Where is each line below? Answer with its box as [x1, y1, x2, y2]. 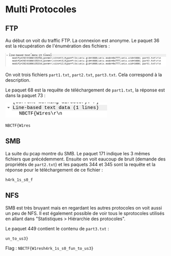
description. [5, 77, 31, 83]
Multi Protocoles [5, 4, 77, 15]
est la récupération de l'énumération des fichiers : [5, 43, 110, 49]
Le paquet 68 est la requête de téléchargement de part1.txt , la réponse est [5, 87, 165, 93]
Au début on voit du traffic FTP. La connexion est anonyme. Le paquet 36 [5, 37, 160, 43]
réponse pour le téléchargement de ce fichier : [5, 167, 103, 173]
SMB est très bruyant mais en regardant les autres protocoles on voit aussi [5, 204, 162, 211]
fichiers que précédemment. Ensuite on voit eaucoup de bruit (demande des [5, 156, 166, 162]
